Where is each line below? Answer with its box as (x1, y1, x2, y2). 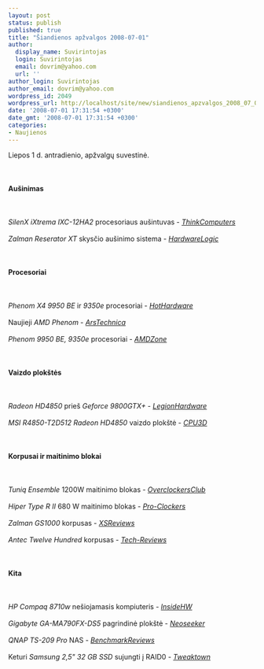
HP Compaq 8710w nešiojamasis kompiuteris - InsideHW (8, 601, 192, 611)
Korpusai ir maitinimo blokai (8, 451, 102, 460)
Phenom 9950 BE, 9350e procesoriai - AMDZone (8, 334, 167, 343)
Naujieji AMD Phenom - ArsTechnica (8, 317, 126, 327)
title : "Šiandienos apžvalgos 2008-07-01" (8, 33, 149, 42)
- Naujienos (8, 128, 47, 136)
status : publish (8, 19, 61, 27)
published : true (8, 26, 61, 34)
